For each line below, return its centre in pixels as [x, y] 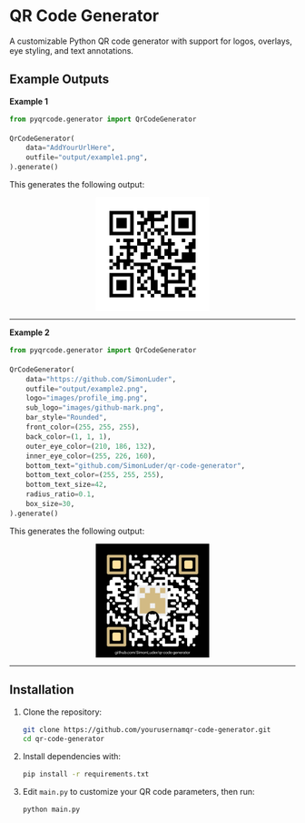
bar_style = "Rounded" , [66, 418]
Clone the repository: [62, 712]
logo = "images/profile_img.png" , [87, 398]
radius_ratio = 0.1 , [60, 494]
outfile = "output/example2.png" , [87, 389]
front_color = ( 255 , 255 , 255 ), [83, 427]
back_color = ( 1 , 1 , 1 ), [69, 437]
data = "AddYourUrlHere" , [71, 148]
